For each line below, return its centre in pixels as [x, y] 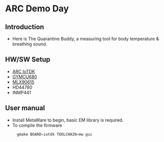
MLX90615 [23, 82]
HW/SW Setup [28, 60]
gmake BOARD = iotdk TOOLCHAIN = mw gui [55, 134]
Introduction [25, 27]
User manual [25, 108]
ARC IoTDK [24, 71]
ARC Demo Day [37, 9]
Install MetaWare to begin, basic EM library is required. [68, 120]
